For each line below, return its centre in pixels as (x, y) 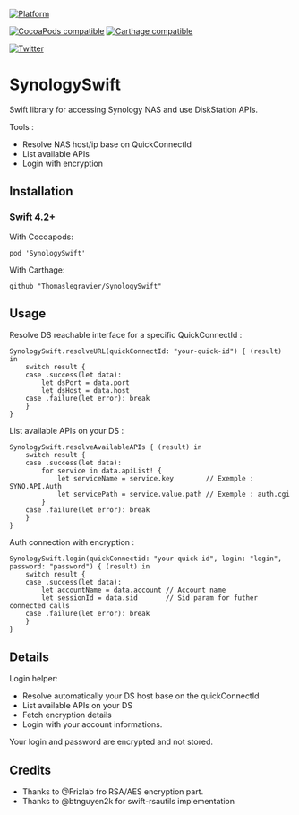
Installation (41, 191)
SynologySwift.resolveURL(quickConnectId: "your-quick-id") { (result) (145, 351)
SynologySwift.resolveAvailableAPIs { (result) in (106, 447)
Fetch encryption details (67, 715)
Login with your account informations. (92, 724)
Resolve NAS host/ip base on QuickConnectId (107, 144)
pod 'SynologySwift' (48, 253)
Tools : (21, 126)
